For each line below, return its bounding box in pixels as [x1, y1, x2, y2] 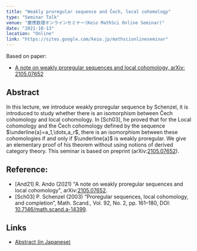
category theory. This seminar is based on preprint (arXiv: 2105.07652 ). [6, 147, 180, 154]
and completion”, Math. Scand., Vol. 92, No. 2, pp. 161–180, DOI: [14, 199, 171, 206]
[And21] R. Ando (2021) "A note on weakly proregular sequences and [14, 180, 183, 188]
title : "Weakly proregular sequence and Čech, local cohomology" [6, 8, 171, 15]
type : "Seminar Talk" [6, 14, 60, 20]
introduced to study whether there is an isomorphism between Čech [6, 109, 173, 116]
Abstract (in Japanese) [14, 239, 71, 246]
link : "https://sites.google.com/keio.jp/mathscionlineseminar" [6, 36, 169, 42]
